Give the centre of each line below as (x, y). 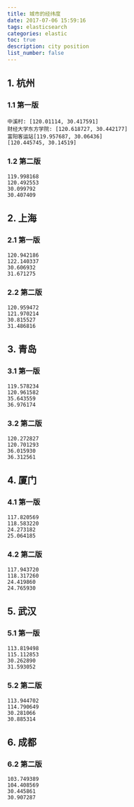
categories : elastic (38, 33)
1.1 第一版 (23, 105)
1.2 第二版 (24, 161)
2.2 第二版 (25, 293)
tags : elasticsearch (38, 27)
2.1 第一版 (24, 240)
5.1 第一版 (24, 633)
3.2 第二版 (25, 424)
